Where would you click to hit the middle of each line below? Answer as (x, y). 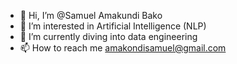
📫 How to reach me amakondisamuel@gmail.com (123, 48)
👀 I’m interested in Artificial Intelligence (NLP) (113, 26)
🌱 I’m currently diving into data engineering (108, 36)
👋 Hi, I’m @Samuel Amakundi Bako (91, 15)
